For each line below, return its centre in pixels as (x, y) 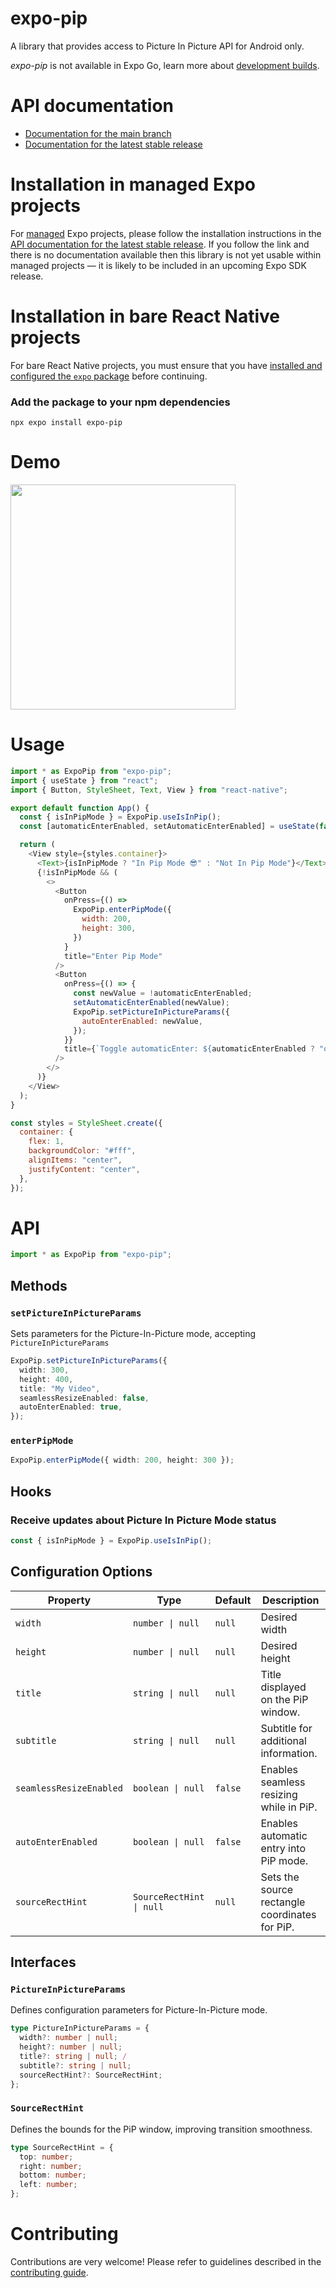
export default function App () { (80, 808)
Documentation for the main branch (98, 133)
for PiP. (277, 1927)
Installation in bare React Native (145, 316)
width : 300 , (44, 1370)
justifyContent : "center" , (84, 1169)
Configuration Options (81, 1572)
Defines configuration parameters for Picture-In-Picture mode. (139, 2010)
